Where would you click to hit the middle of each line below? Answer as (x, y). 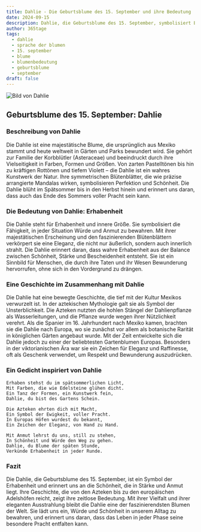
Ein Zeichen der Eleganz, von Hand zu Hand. (63, 425)
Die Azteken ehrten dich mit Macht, (52, 409)
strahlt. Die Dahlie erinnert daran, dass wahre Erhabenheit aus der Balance (98, 250)
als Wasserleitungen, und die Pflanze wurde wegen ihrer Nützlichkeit (91, 317)
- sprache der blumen (39, 46)
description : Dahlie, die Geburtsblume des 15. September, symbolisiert (99, 23)
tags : (13, 34)
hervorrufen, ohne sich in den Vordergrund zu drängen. (74, 269)
